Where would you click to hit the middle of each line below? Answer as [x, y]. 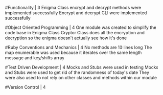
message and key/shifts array [35, 58]
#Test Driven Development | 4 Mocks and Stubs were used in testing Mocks [82, 67]
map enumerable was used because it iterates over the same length [73, 52]
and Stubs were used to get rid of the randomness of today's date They [77, 72]
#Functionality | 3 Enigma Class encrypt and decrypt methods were [73, 8]
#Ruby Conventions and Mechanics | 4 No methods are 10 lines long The [79, 47]
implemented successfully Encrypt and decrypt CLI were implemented [76, 13]
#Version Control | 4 [25, 87]
